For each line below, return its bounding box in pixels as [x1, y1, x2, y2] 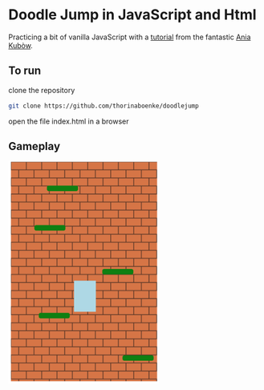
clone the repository [8, 85, 75, 95]
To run [8, 64, 42, 78]
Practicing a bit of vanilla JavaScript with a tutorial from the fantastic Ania [8, 32, 251, 42]
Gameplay [8, 140, 61, 153]
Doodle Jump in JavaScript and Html [8, 6, 257, 24]
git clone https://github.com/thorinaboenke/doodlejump [8, 102, 199, 110]
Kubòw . [8, 40, 34, 50]
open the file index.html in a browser [8, 116, 129, 126]
